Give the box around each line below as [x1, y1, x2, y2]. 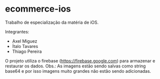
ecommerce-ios [5, 3, 71, 15]
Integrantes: [5, 29, 29, 34]
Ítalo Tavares [12, 43, 38, 49]
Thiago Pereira [12, 48, 42, 54]
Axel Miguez [12, 38, 38, 44]
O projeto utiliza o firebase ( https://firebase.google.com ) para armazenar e [5, 58, 155, 63]
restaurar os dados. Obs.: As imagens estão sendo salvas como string [5, 63, 146, 69]
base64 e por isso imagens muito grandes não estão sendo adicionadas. [5, 68, 151, 74]
